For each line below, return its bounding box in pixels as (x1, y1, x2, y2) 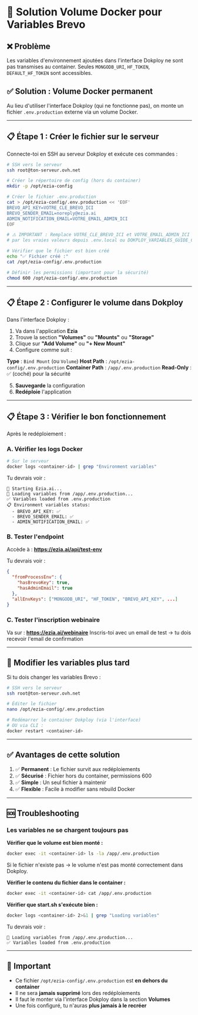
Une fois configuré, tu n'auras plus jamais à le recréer (15, 1001, 147, 1009)
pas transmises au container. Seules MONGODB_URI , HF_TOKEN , (6, 63, 150, 70)
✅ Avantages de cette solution (6, 750, 120, 760)
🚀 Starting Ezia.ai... (6, 486, 62, 492)
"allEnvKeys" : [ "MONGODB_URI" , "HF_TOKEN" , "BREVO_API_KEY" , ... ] (12, 596, 178, 602)
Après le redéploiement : (6, 430, 66, 438)
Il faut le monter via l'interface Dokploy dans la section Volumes (15, 996, 171, 1003)
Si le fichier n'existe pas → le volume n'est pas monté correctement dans (6, 861, 183, 868)
